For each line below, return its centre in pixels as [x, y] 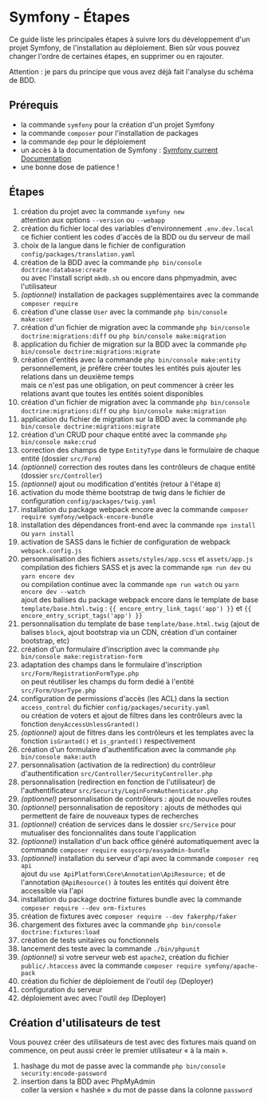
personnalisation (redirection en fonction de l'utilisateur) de [118, 782]
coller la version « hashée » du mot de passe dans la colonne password [136, 1090]
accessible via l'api [52, 890]
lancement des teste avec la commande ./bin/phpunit [110, 948]
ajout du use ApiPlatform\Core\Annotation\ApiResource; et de [123, 874]
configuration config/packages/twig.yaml [88, 501]
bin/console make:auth [58, 757]
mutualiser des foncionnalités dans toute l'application [108, 832]
